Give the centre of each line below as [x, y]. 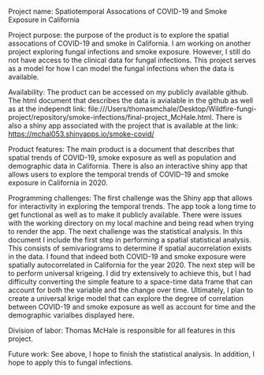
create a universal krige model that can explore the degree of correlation [126, 298]
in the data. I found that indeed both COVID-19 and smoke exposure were [127, 256]
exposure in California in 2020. [58, 183]
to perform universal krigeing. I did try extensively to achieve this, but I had [130, 273]
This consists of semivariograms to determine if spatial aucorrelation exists [130, 248]
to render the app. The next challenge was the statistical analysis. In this [125, 231]
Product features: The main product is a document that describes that [121, 149]
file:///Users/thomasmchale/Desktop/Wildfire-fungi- [172, 109]
